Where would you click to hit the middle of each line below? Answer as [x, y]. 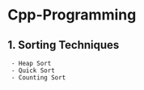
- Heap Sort [31, 63]
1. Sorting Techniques [64, 45]
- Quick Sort [33, 71]
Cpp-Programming [72, 15]
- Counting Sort [38, 78]
